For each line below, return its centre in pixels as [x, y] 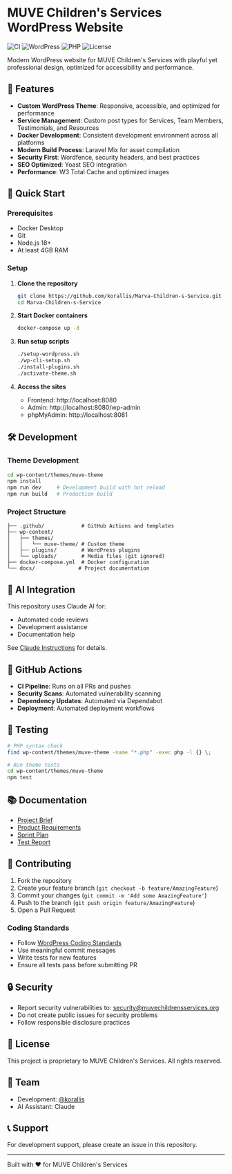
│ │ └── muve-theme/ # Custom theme [66, 544]
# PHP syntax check [35, 746]
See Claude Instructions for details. [57, 648]
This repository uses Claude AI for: [57, 606]
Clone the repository [47, 283]
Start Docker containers [52, 315]
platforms [31, 142]
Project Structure [37, 512]
